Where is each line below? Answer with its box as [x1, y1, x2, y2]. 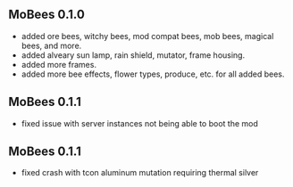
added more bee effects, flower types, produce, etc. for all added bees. [21, 69, 285, 79]
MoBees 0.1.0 [8, 7, 86, 22]
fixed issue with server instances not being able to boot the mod [21, 118, 258, 128]
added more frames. [21, 59, 97, 69]
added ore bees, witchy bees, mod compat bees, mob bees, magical [21, 30, 274, 41]
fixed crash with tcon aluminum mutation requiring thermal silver [21, 167, 259, 178]
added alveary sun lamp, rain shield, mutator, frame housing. [21, 49, 246, 61]
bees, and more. [21, 40, 82, 51]
